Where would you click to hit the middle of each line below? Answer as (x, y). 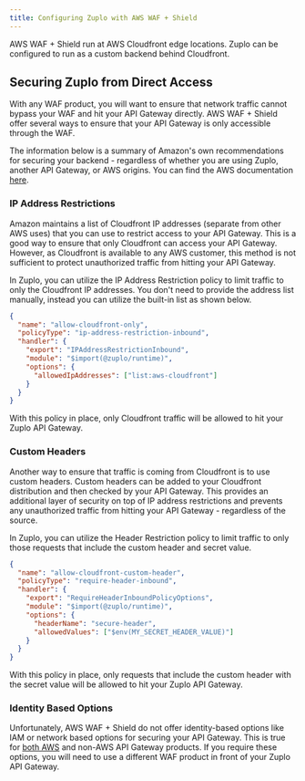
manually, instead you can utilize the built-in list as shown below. (131, 299)
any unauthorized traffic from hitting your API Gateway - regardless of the (148, 510)
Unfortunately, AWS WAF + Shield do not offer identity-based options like (147, 728)
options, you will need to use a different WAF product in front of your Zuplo (150, 757)
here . (19, 180)
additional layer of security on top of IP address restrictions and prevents (146, 500)
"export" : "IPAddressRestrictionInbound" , (107, 350)
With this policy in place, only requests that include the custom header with (150, 675)
